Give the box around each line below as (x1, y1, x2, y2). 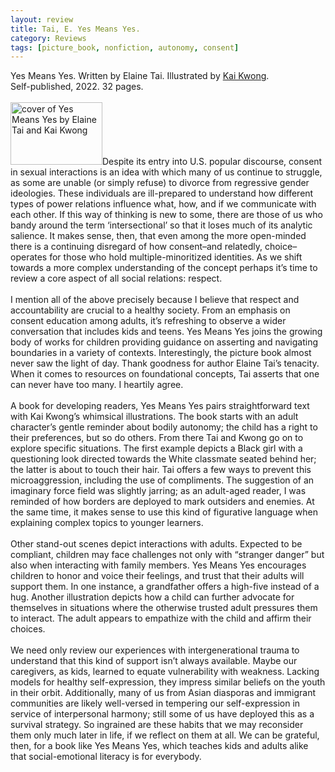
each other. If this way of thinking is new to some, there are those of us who (10, 209, 323, 221)
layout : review (10, 14, 74, 25)
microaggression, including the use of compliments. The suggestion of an (10, 474, 315, 486)
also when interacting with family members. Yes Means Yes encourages (10, 559, 307, 571)
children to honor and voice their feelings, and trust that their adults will (10, 570, 305, 582)
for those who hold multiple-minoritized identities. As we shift (49, 251, 303, 263)
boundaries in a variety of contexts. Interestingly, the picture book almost (10, 347, 312, 359)
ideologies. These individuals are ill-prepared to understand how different (10, 187, 314, 200)
